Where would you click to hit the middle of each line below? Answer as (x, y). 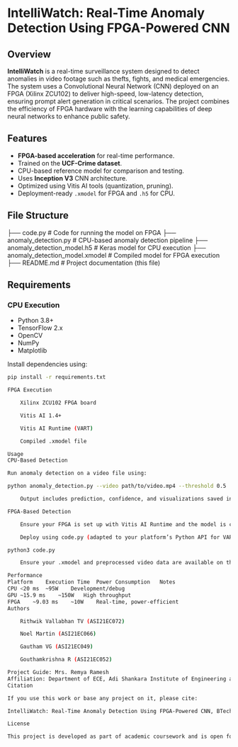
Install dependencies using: (47, 364)
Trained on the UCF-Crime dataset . (70, 163)
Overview (29, 54)
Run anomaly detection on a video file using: (77, 473)
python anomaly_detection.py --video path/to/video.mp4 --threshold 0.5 (117, 486)
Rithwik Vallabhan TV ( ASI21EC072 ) (73, 621)
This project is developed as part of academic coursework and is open (115, 737)
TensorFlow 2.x (40, 328)
